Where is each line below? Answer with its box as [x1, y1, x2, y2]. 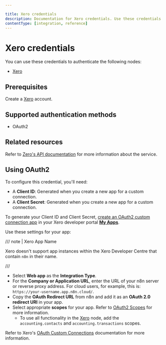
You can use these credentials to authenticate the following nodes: [5, 59, 142, 65]
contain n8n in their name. [5, 253, 58, 259]
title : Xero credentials [5, 11, 57, 16]
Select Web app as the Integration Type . [12, 272, 97, 278]
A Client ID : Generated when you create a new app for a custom [12, 188, 144, 194]
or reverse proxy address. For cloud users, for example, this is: [12, 283, 141, 289]
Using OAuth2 [5, 166, 50, 174]
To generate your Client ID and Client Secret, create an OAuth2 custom [5, 214, 150, 220]
